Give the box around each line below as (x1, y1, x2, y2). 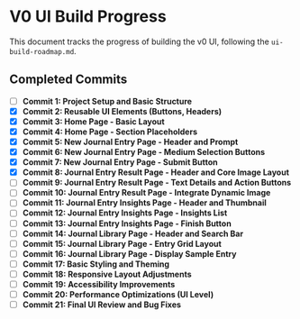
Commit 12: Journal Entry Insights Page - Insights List (22, 207, 228, 218)
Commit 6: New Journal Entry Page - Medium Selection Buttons (22, 147, 266, 158)
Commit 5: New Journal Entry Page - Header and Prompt (22, 137, 239, 147)
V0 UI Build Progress (9, 6, 167, 27)
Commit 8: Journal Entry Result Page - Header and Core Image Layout (22, 167, 290, 178)
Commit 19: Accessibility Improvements (22, 278, 176, 289)
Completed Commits (9, 72, 128, 87)
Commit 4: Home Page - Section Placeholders (22, 126, 198, 137)
